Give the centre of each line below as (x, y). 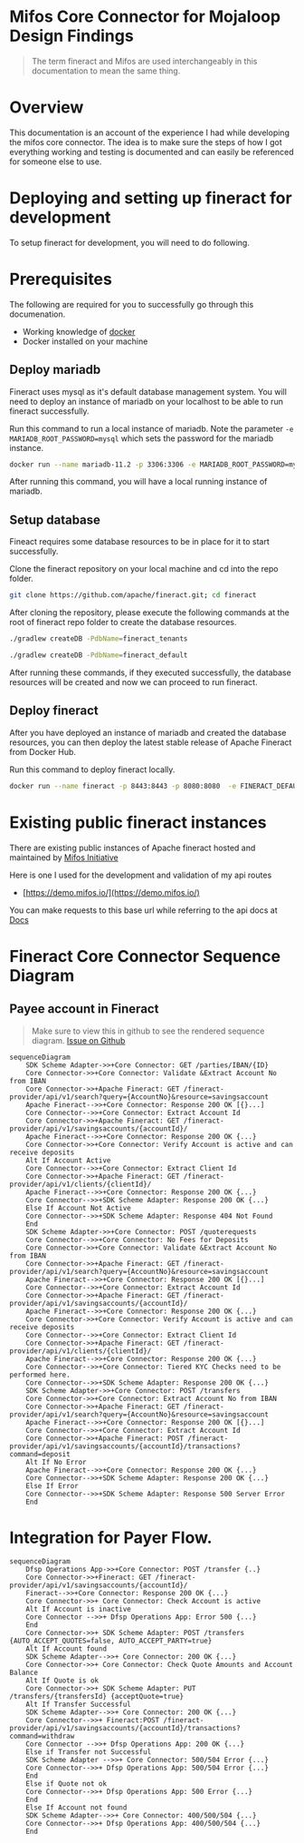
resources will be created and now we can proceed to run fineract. (133, 681)
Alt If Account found (66, 1649)
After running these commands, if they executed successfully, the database (150, 672)
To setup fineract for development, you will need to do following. (130, 242)
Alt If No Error (57, 1462)
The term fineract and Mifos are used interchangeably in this (144, 61)
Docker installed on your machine (85, 341)
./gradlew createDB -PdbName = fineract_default (99, 655)
